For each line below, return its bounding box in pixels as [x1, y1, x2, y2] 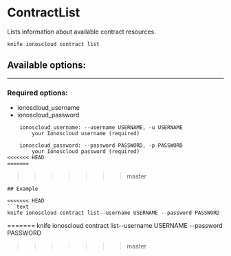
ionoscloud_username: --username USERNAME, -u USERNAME [19, 124, 184, 131]
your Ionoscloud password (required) [32, 148, 140, 155]
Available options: [7, 60, 87, 71]
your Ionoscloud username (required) [32, 130, 140, 137]
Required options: [7, 88, 69, 97]
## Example [7, 185, 38, 193]
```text [7, 204, 30, 211]
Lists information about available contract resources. [7, 27, 156, 36]
